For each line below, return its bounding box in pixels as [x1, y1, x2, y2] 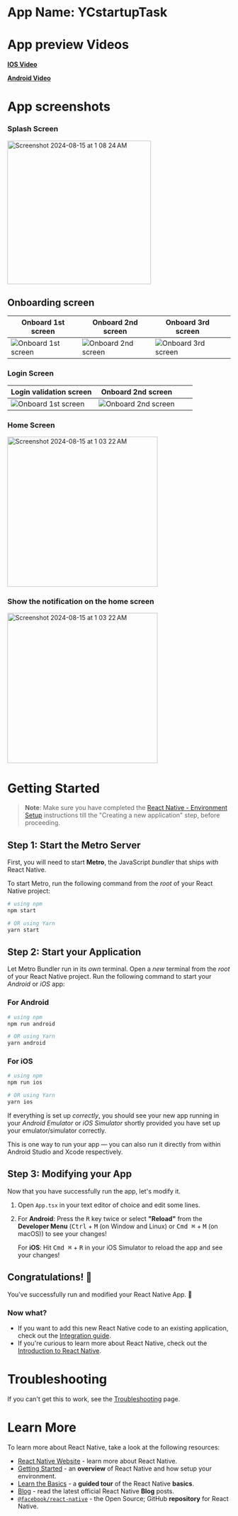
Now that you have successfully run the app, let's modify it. [7, 1186, 181, 1195]
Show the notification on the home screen [7, 596, 154, 606]
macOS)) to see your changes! [17, 1229, 108, 1237]
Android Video [7, 74, 51, 82]
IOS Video [7, 60, 38, 69]
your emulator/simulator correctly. [7, 1126, 107, 1135]
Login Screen [7, 369, 55, 378]
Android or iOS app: [7, 979, 65, 989]
